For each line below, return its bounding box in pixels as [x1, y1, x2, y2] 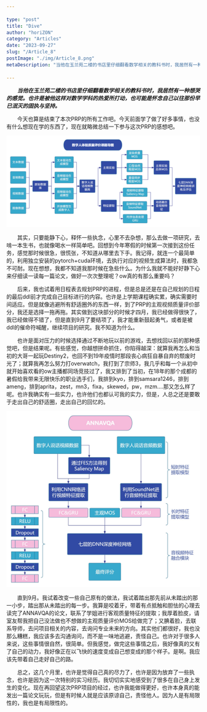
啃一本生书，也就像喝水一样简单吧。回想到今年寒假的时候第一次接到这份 [6, 241, 189, 249]
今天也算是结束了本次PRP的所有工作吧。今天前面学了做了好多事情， [17, 115, 189, 122]
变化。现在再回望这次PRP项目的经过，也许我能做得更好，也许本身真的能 [17, 684, 200, 691]
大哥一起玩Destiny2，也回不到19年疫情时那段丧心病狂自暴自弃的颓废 [17, 352, 190, 359]
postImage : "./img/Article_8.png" [6, 55, 95, 61]
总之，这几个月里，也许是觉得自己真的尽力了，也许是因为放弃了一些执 [17, 668, 195, 676]
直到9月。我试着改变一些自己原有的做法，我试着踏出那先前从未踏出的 [17, 593, 193, 601]
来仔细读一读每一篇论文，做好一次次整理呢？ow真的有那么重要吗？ [6, 272, 176, 280]
